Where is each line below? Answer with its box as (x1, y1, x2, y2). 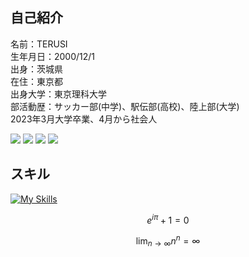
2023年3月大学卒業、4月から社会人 (10, 113, 158, 125)
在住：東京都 (10, 75, 63, 87)
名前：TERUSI (10, 38, 68, 50)
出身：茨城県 (10, 63, 63, 75)
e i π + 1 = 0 (146, 212, 190, 226)
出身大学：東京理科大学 (10, 88, 107, 100)
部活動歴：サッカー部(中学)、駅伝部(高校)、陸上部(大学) (10, 100, 240, 112)
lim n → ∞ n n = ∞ (135, 233, 201, 249)
